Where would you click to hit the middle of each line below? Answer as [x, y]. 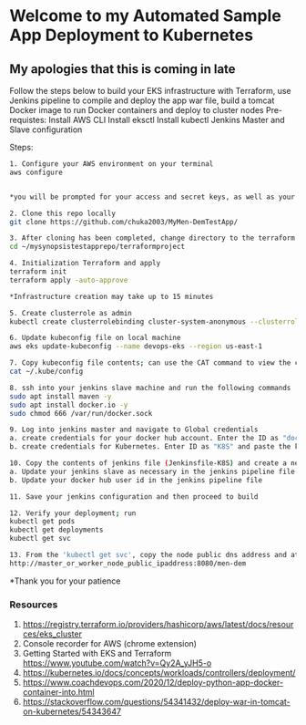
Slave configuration [46, 129]
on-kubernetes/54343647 [71, 711]
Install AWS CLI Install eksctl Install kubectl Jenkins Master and [167, 120]
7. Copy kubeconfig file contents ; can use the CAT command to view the [150, 363]
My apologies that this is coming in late [122, 69]
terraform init [38, 272]
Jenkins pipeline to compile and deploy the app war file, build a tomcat [142, 100]
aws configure [36, 172]
